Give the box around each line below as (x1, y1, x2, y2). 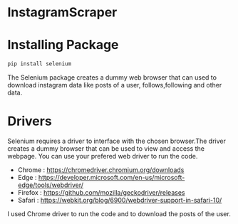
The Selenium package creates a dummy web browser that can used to (7, 73, 217, 82)
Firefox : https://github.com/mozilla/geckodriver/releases (17, 188, 185, 196)
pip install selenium (7, 60, 72, 68)
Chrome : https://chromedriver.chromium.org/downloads (17, 165, 185, 174)
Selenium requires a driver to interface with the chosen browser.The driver (7, 137, 226, 145)
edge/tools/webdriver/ (17, 181, 84, 189)
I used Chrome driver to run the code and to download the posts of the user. (7, 209, 232, 218)
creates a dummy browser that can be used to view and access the (7, 144, 205, 153)
